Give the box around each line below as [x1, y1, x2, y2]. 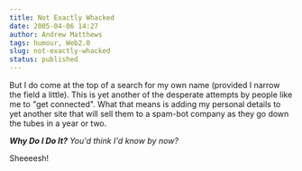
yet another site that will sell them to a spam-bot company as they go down [9, 109, 289, 119]
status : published [9, 55, 78, 64]
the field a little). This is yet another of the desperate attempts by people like [9, 89, 293, 100]
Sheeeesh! [9, 153, 50, 163]
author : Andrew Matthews [9, 30, 103, 39]
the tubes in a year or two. [9, 118, 107, 129]
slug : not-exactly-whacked [9, 47, 111, 56]
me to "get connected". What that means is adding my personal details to [9, 99, 281, 109]
